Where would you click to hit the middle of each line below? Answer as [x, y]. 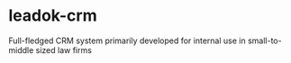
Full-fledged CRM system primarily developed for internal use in [127, 40]
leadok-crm [53, 16]
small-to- [264, 40]
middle [21, 49]
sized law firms [64, 49]
